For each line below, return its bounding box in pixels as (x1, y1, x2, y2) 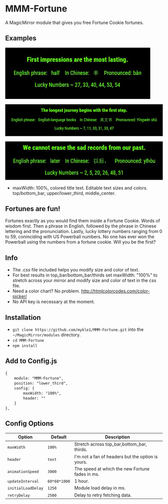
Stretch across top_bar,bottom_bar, (74, 441, 147, 447)
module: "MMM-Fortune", (14, 375, 64, 380)
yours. (74, 458, 87, 465)
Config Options (5, 419, 54, 428)
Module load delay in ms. (74, 485, 126, 491)
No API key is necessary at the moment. (12, 298, 95, 305)
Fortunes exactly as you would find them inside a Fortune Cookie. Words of (5, 218, 160, 224)
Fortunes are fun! (5, 204, 60, 213)
